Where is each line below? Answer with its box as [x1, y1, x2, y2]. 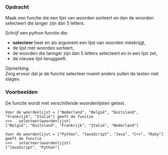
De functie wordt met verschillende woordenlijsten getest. [5, 100, 126, 106]
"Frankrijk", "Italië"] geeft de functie [5, 114, 94, 119]
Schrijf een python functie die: [5, 30, 68, 36]
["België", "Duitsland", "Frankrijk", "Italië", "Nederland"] [5, 123, 139, 128]
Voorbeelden [5, 89, 38, 96]
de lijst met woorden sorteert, [12, 45, 74, 51]
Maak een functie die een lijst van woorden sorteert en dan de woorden [5, 15, 154, 21]
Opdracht [5, 4, 29, 11]
